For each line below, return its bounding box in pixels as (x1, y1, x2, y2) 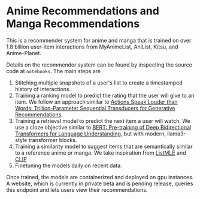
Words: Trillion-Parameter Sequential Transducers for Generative (14, 104, 175, 111)
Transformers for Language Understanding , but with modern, (14, 130, 166, 137)
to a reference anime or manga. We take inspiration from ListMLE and (14, 149, 186, 156)
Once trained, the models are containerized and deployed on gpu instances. (6, 173, 194, 180)
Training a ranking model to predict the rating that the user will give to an (14, 92, 195, 99)
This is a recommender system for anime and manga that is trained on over (6, 37, 192, 44)
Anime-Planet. (6, 49, 42, 56)
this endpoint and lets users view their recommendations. (6, 186, 148, 193)
